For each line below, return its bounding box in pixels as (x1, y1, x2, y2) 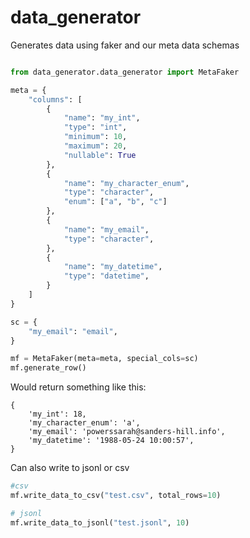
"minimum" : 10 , (63, 132, 128, 142)
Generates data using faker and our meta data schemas (10, 39, 240, 51)
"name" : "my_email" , (63, 224, 150, 235)
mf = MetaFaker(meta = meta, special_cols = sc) (10, 354, 199, 364)
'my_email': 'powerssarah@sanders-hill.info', (28, 427, 226, 437)
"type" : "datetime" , (63, 271, 150, 281)
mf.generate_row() (10, 363, 87, 373)
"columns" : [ (28, 94, 83, 105)
